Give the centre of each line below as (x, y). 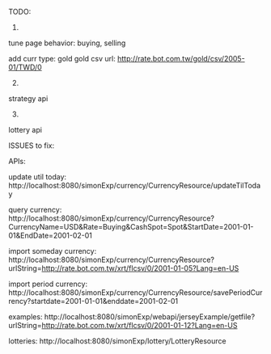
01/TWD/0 (25, 67)
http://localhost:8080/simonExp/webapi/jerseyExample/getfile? (150, 317)
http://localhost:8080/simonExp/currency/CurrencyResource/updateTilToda (135, 185)
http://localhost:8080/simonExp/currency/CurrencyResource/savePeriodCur (135, 293)
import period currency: (48, 284)
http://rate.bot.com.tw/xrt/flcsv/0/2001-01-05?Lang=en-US (140, 268)
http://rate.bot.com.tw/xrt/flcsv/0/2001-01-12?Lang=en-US (140, 325)
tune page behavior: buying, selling (67, 43)
